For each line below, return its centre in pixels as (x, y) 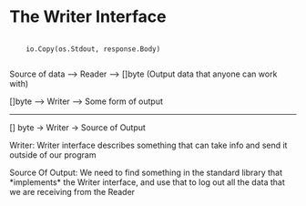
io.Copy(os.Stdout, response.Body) (93, 49)
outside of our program (53, 154)
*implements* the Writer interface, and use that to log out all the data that (147, 182)
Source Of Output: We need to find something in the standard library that (146, 172)
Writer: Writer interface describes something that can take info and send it (148, 145)
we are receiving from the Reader (72, 191)
